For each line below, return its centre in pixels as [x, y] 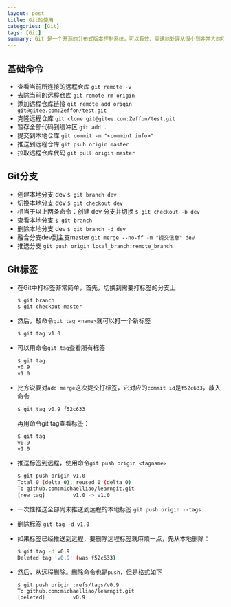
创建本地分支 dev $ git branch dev [67, 194]
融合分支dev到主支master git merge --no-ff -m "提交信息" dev [106, 237]
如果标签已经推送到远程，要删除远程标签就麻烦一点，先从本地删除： [113, 538]
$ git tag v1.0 [39, 334]
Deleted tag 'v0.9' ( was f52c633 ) [66, 558]
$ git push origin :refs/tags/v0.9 [68, 585]
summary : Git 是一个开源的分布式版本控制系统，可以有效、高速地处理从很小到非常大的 [114, 39]
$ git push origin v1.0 [51, 476]
